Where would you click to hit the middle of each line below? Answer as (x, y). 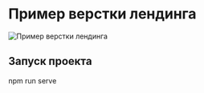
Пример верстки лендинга (102, 14)
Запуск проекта (50, 61)
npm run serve (33, 80)
